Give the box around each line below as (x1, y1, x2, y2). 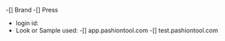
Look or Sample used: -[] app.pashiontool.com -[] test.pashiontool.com (15, 27, 219, 34)
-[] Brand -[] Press (6, 6, 58, 14)
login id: (15, 19, 39, 27)
